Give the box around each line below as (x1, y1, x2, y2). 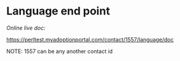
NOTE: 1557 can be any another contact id (6, 47, 113, 55)
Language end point (6, 4, 110, 18)
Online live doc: (6, 24, 46, 31)
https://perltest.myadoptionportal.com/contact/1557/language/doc (6, 36, 174, 43)
